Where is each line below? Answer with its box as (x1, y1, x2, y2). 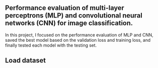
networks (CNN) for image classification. (5, 19, 133, 27)
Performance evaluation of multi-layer (5, 4, 125, 12)
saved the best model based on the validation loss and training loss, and (5, 37, 151, 43)
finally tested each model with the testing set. (5, 42, 97, 48)
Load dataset (5, 56, 46, 65)
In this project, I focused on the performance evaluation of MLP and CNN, (5, 32, 154, 38)
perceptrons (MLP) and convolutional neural (5, 12, 143, 20)
